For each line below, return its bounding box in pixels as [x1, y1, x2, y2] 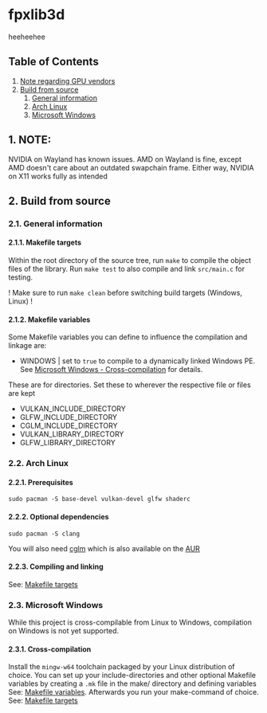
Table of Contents [8, 55, 100, 69]
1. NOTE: [8, 133, 52, 147]
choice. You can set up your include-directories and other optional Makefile [8, 671, 257, 680]
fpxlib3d [8, 6, 65, 24]
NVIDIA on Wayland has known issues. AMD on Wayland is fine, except [8, 154, 241, 164]
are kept [8, 389, 36, 398]
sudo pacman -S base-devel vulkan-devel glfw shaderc [8, 496, 191, 503]
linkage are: [8, 341, 47, 351]
